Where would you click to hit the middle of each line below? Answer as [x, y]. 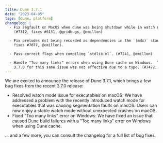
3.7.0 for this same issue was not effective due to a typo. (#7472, [86, 67]
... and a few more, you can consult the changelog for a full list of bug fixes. [81, 135]
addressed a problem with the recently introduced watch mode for [78, 100]
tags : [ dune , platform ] [29, 18]
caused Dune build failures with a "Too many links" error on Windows [81, 121]
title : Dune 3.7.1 [24, 9]
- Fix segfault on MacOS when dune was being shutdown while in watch [82, 28]
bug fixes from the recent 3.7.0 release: [44, 86]
